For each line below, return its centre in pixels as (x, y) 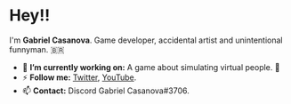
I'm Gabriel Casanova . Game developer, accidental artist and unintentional (146, 40)
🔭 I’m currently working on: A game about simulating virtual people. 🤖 (151, 67)
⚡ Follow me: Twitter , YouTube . (79, 77)
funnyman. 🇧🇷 (37, 49)
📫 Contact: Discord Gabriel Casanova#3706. (105, 91)
